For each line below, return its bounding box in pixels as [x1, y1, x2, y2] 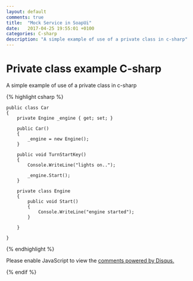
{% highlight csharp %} [6, 93, 64, 100]
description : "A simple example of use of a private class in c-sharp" [6, 36, 188, 42]
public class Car [6, 105, 49, 111]
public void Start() [27, 198, 79, 204]
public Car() [17, 126, 49, 132]
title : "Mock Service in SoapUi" [6, 20, 92, 26]
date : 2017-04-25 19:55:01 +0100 [6, 25, 95, 32]
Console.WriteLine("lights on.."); [27, 162, 116, 168]
